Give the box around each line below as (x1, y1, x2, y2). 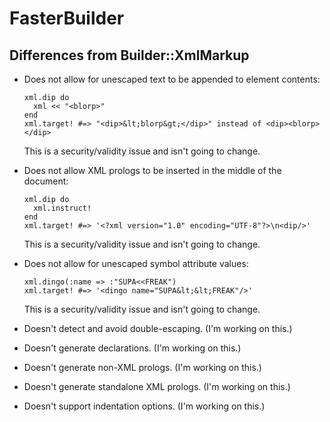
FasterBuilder (9, 7, 125, 30)
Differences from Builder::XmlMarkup (9, 47, 250, 64)
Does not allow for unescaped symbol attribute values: (23, 258, 249, 269)
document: (23, 175, 69, 187)
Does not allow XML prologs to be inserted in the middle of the (23, 165, 282, 176)
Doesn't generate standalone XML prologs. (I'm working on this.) (23, 381, 291, 392)
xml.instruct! (33, 203, 92, 213)
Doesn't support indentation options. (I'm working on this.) (23, 400, 266, 412)
